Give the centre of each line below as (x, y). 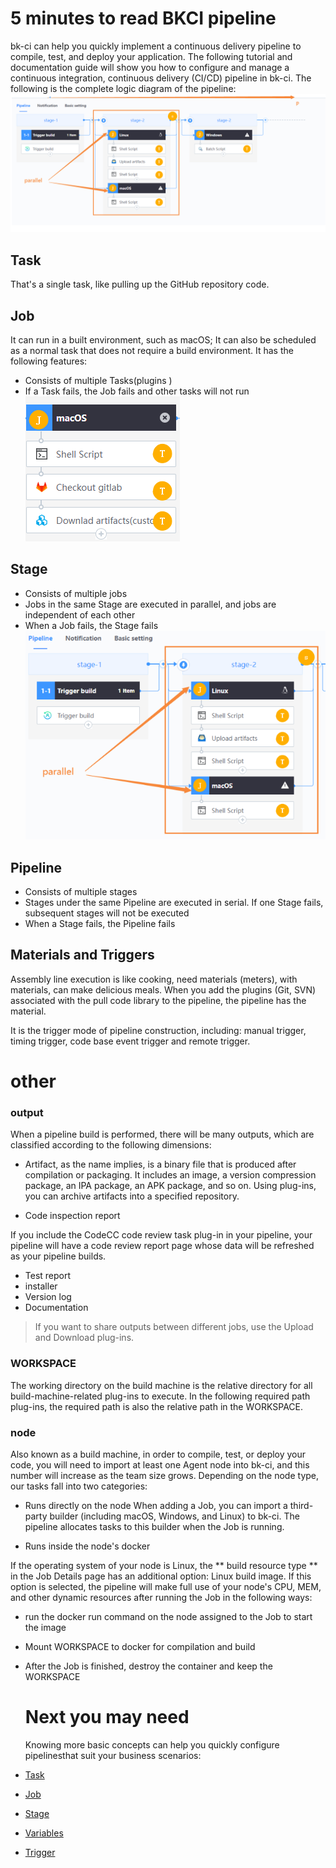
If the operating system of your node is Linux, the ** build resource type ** (164, 1565)
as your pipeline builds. (58, 1256)
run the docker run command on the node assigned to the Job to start (168, 1616)
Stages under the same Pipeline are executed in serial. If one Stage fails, (174, 903)
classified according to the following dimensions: (111, 1145)
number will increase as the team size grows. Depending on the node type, (165, 1475)
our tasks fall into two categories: (79, 1486)
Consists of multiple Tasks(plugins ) (98, 381)
